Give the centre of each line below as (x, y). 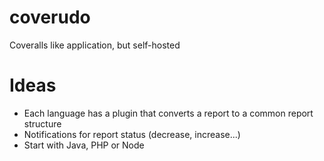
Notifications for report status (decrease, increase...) (132, 134)
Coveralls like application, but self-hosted (95, 45)
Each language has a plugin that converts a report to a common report (168, 113)
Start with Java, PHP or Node (84, 145)
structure (42, 123)
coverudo (50, 17)
